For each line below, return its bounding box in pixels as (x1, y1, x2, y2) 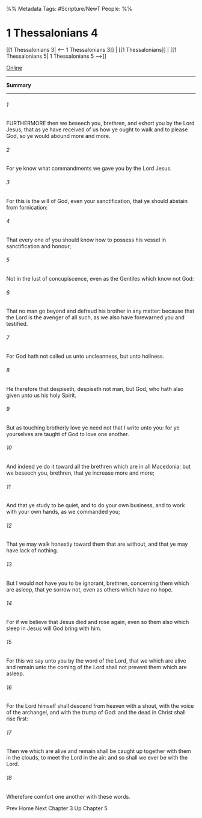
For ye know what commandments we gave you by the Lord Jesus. (6, 165, 173, 172)
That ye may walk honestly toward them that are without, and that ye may (6, 540, 188, 548)
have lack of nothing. (6, 547, 58, 554)
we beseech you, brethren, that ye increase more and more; (6, 469, 155, 476)
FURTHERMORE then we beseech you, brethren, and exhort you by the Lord (6, 120, 195, 127)
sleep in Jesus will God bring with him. (6, 625, 102, 632)
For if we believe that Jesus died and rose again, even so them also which (6, 618, 189, 625)
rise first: (6, 715, 29, 722)
